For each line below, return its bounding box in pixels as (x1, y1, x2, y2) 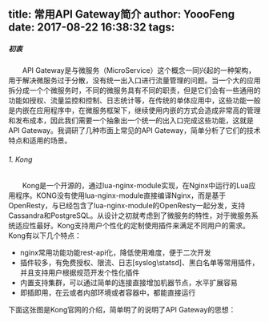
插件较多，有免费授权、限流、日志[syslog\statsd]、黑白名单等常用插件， (19, 257, 259, 267)
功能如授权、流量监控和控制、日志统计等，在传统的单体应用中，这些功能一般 (8, 95, 261, 106)
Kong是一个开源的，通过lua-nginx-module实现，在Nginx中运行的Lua (22, 180, 249, 190)
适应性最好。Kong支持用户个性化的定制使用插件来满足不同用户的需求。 (14, 220, 251, 230)
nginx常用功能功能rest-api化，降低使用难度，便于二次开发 (19, 248, 212, 257)
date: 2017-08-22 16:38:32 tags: (8, 21, 175, 34)
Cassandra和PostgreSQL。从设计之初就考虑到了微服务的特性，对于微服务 (8, 211, 252, 220)
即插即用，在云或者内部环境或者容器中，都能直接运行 (19, 288, 196, 297)
